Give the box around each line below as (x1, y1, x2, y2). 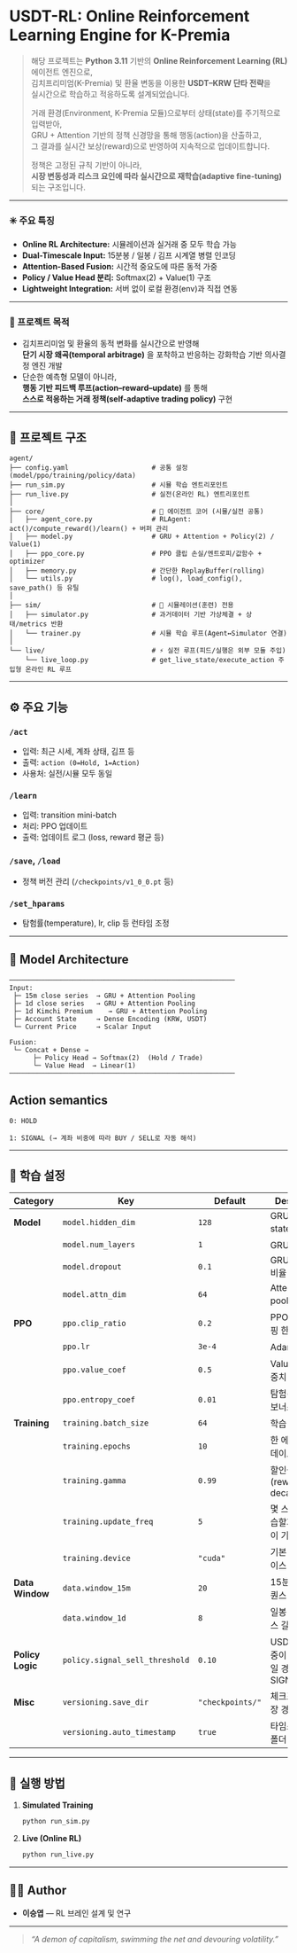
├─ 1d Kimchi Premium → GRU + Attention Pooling (12, 1006, 208, 1016)
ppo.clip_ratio (62, 1318, 126, 1329)
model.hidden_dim (62, 1217, 135, 1228)
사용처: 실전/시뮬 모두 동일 (21, 769, 113, 779)
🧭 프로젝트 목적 (9, 316, 70, 329)
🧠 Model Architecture (9, 952, 130, 967)
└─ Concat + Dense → (12, 1045, 89, 1054)
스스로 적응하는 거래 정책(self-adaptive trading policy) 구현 (21, 393, 232, 404)
